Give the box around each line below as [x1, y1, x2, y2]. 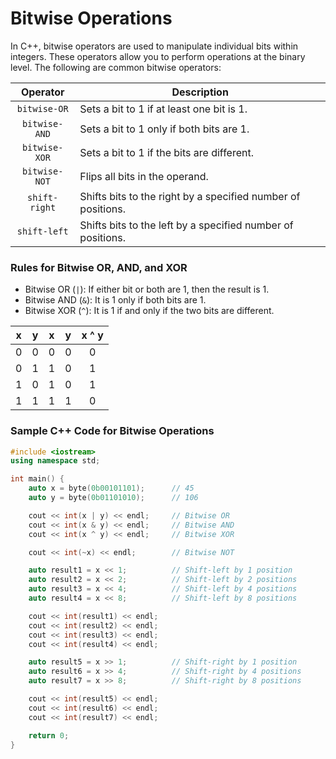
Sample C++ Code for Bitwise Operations [10, 424, 215, 438]
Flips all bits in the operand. [79, 169, 209, 183]
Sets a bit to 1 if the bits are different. [79, 145, 254, 159]
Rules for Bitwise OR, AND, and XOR [10, 260, 188, 274]
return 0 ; [28, 730, 70, 741]
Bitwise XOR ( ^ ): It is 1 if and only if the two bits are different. [24, 305, 275, 317]
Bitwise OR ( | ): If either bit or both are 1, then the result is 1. [24, 283, 270, 296]
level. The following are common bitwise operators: [10, 61, 222, 73]
